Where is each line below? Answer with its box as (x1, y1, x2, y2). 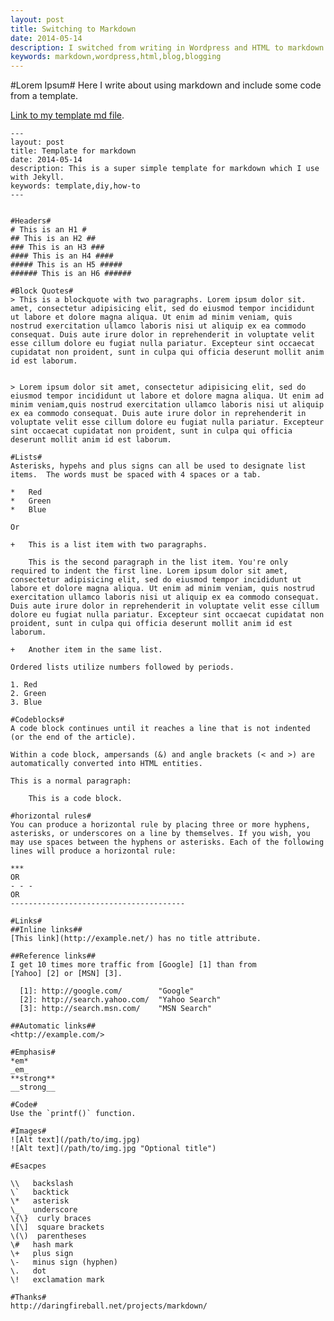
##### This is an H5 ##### (10, 260, 123, 270)
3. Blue (10, 697, 43, 708)
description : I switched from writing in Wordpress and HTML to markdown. (10, 42, 329, 53)
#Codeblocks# (10, 715, 65, 725)
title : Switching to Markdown (10, 24, 137, 34)
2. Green (10, 689, 47, 699)
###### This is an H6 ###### (10, 269, 132, 279)
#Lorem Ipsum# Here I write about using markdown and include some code (10, 79, 322, 91)
